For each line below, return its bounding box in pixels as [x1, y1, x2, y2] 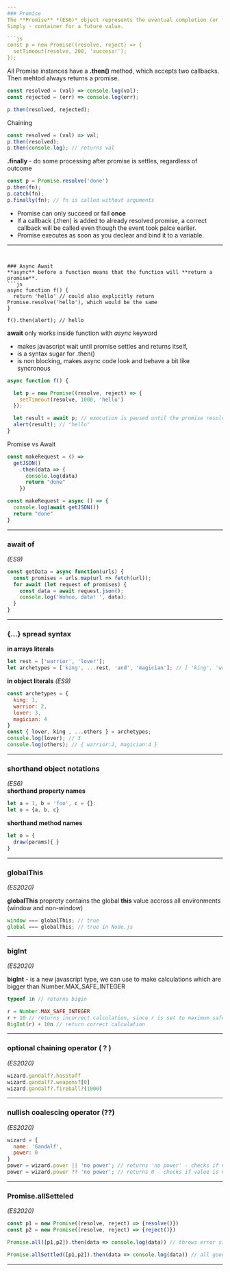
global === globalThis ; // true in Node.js [7, 923, 133, 930]
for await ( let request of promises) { [13, 581, 127, 588]
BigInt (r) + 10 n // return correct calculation [7, 1021, 146, 1028]
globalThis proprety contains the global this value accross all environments [7, 897, 221, 905]
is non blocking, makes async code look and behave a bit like [16, 356, 190, 365]
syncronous [16, 364, 51, 372]
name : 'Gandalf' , [13, 1143, 63, 1150]
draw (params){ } [13, 838, 60, 845]
